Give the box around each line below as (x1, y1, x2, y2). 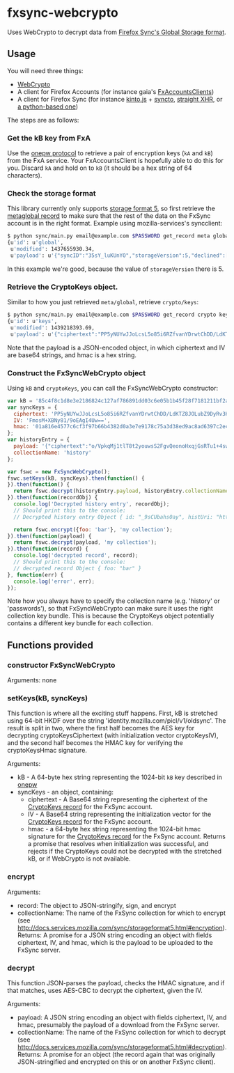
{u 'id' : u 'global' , (7, 239, 64, 246)
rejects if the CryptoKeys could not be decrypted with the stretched (27, 847, 221, 856)
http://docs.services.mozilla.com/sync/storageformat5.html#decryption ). (17, 1043, 227, 1051)
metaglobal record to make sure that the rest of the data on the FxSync (7, 212, 211, 220)
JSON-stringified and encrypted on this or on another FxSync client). (17, 1058, 216, 1066)
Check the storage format (7, 188, 96, 198)
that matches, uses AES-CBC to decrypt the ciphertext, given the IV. (7, 987, 203, 995)
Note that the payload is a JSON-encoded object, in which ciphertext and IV (7, 343, 226, 352)
